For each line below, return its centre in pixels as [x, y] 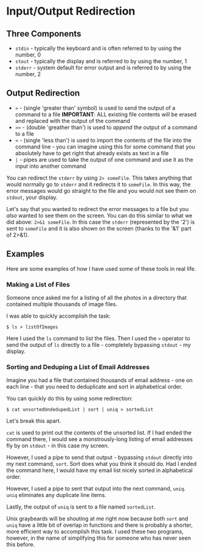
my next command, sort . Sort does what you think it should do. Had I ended [101, 464]
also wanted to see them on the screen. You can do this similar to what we [99, 215]
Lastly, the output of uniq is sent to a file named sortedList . [81, 507]
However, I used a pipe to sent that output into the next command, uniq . [96, 489]
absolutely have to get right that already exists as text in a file [92, 153]
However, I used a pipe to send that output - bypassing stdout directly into [99, 457]
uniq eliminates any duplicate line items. [56, 495]
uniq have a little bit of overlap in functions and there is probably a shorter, [100, 525]
